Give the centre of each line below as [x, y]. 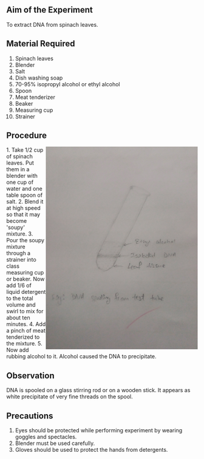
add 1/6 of [19, 285]
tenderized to [23, 337]
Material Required [41, 44]
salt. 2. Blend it [25, 202]
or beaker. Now [25, 279]
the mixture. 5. [24, 344]
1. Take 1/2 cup [25, 150]
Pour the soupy [25, 240]
